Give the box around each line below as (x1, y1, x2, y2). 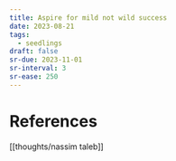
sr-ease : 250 (9, 72, 59, 81)
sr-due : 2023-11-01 (9, 55, 83, 64)
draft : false (9, 47, 59, 56)
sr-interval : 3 (9, 64, 67, 73)
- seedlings (17, 38, 63, 48)
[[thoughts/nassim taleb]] (9, 141, 104, 152)
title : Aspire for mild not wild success (9, 13, 168, 23)
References (9, 110, 97, 131)
